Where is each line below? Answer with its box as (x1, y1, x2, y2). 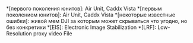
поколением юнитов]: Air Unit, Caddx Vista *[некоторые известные (6, 11, 176, 18)
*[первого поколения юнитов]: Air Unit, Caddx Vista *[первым (6, 5, 162, 12)
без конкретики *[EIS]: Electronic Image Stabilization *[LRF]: (6, 24, 156, 31)
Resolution (6, 30, 33, 37)
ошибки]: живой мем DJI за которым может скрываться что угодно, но (6, 18, 188, 24)
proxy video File (33, 30, 72, 37)
